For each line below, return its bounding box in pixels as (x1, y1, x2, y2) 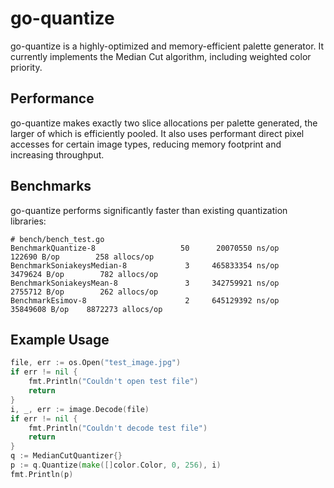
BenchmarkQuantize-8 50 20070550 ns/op (10, 243, 280, 253)
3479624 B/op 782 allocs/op (10, 269, 159, 279)
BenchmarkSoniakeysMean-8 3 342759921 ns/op (10, 278, 280, 288)
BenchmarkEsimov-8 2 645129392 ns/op (10, 295, 280, 306)
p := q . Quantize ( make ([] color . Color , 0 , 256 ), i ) (10, 460, 222, 470)
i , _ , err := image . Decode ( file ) (10, 404, 150, 414)
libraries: (10, 215, 47, 227)
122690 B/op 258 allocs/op (10, 252, 155, 262)
